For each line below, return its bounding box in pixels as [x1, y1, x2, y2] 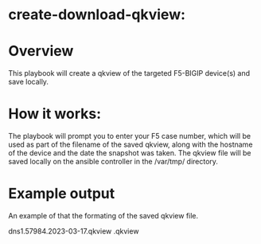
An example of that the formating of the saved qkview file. [8, 211, 199, 220]
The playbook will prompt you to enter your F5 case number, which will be [8, 132, 251, 141]
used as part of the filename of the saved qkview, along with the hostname [8, 140, 253, 149]
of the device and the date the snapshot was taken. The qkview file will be [8, 148, 252, 158]
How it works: [8, 105, 102, 123]
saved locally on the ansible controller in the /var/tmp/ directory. [8, 157, 219, 167]
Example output [8, 185, 115, 203]
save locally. [8, 77, 49, 87]
